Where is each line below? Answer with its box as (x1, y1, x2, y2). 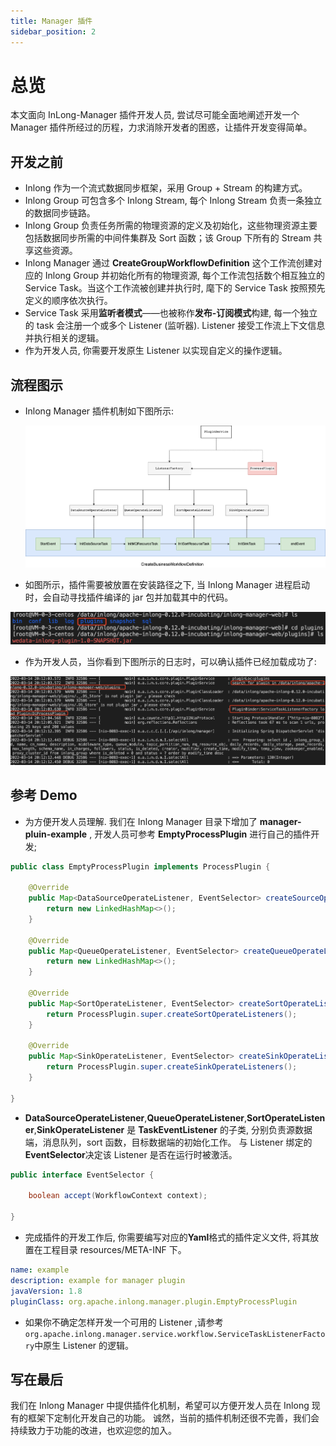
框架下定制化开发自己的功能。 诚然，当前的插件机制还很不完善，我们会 (27, 1412, 320, 1424)
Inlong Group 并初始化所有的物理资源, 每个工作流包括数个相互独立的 (44, 270, 325, 282)
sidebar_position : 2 (10, 26, 97, 37)
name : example (10, 1265, 70, 1275)
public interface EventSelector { (10, 1170, 155, 1180)
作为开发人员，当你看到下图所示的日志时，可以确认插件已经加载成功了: (24, 655, 317, 667)
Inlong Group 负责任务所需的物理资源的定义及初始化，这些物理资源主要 (24, 220, 318, 232)
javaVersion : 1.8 (10, 1286, 83, 1296)
